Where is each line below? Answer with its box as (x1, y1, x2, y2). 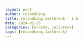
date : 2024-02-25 (5, 20, 41, 26)
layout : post (5, 7, 32, 12)
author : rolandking (5, 12, 45, 16)
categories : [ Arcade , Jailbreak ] (5, 25, 74, 30)
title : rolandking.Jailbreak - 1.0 (5, 16, 79, 21)
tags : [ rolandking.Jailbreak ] (5, 29, 68, 34)
